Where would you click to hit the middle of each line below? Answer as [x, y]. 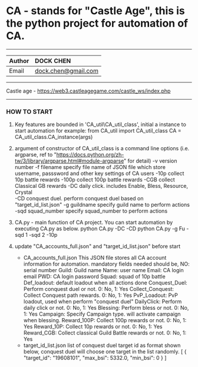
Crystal [23, 192]
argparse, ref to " [36, 155]
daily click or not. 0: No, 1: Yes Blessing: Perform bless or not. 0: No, [106, 308]
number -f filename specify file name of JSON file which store [90, 167]
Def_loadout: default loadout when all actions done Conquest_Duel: [105, 283]
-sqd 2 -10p [43, 235]
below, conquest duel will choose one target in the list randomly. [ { [105, 352]
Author [19, 61]
